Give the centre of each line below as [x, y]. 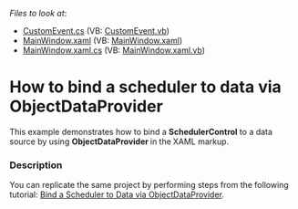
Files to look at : [38, 13]
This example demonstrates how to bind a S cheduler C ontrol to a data [141, 131]
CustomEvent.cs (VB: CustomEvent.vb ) [96, 31]
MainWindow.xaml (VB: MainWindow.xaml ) [103, 41]
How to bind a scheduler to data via [146, 87]
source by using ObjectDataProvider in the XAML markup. [119, 141]
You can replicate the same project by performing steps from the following [149, 185]
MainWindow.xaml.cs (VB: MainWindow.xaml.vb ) [114, 50]
